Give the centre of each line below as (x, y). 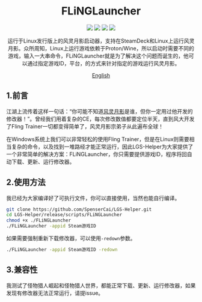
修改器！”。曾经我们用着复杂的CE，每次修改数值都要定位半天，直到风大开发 (100, 119)
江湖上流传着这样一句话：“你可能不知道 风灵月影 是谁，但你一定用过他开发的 (100, 111)
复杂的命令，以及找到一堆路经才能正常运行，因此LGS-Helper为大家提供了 (102, 146)
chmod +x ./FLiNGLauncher (38, 220)
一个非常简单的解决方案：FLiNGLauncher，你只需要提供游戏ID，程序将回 (97, 154)
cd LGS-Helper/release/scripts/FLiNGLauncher (64, 215)
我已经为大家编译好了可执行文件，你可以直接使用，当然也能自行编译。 (93, 198)
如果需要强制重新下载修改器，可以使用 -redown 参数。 (71, 238)
